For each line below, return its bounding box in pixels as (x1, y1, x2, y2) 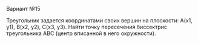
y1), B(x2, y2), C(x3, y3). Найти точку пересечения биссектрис (6, 24, 168, 30)
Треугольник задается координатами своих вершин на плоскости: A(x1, (6, 17, 193, 24)
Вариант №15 (6, 5, 41, 12)
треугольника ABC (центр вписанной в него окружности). (6, 30, 156, 37)
